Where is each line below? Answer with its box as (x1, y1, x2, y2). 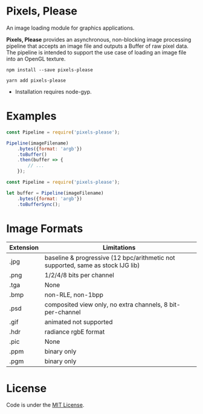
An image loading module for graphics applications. (6, 24, 135, 31)
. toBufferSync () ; (17, 201, 61, 207)
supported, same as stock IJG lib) (44, 261, 140, 270)
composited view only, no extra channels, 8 (44, 300, 168, 309)
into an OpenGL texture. (6, 55, 66, 62)
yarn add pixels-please (6, 77, 66, 83)
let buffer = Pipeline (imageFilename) (6, 190, 104, 196)
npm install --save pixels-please (6, 66, 94, 73)
